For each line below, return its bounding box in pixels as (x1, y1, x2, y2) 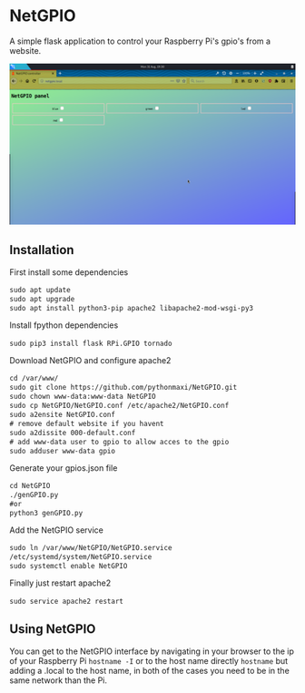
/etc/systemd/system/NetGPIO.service (9, 552, 152, 561)
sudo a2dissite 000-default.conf (9, 428, 136, 437)
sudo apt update (9, 285, 71, 294)
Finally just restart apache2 (9, 577, 112, 588)
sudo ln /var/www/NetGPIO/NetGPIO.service (9, 543, 172, 552)
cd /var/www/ (9, 373, 59, 382)
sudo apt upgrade (9, 294, 75, 303)
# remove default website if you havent (9, 419, 165, 428)
